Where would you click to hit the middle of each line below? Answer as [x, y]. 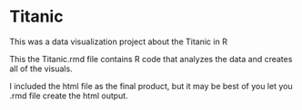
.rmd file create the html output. [69, 96]
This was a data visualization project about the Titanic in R [118, 41]
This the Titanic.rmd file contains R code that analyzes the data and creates [151, 59]
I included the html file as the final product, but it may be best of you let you [151, 86]
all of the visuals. [41, 69]
